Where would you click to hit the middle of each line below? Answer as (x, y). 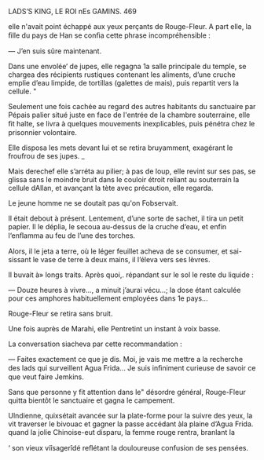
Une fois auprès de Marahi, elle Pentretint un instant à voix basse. (114, 329)
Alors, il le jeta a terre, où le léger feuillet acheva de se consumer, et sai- (125, 251)
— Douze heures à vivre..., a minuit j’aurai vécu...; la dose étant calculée (125, 290)
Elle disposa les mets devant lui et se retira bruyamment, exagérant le (121, 148)
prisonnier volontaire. (42, 132)
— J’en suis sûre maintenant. (55, 51)
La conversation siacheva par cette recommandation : (95, 344)
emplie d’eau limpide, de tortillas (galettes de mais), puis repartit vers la (124, 83)
